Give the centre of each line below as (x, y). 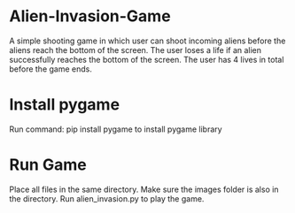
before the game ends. (51, 69)
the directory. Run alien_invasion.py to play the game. (107, 198)
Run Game (48, 165)
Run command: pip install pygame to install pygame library (116, 129)
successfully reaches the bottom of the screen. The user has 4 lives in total (147, 59)
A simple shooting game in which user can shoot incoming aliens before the (147, 41)
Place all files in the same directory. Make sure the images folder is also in (144, 189)
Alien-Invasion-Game (90, 16)
